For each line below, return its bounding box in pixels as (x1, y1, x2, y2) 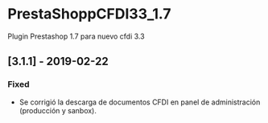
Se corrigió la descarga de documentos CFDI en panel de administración (19, 97, 261, 107)
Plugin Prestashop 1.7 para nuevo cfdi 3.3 (7, 31, 146, 41)
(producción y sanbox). (19, 105, 97, 115)
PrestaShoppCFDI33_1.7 (7, 5, 171, 23)
